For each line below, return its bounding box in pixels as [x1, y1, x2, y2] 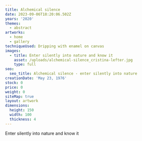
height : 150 [9, 108, 34, 113]
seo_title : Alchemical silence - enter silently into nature [9, 71, 138, 76]
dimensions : [5, 103, 29, 108]
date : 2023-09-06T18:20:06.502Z [5, 12, 71, 17]
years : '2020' [5, 16, 34, 21]
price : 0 [5, 85, 23, 90]
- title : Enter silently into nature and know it [9, 53, 113, 58]
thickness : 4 [9, 116, 36, 122]
